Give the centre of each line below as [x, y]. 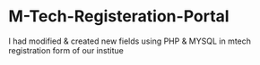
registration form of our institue [66, 50]
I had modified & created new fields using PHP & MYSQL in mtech [130, 41]
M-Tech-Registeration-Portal [119, 16]
